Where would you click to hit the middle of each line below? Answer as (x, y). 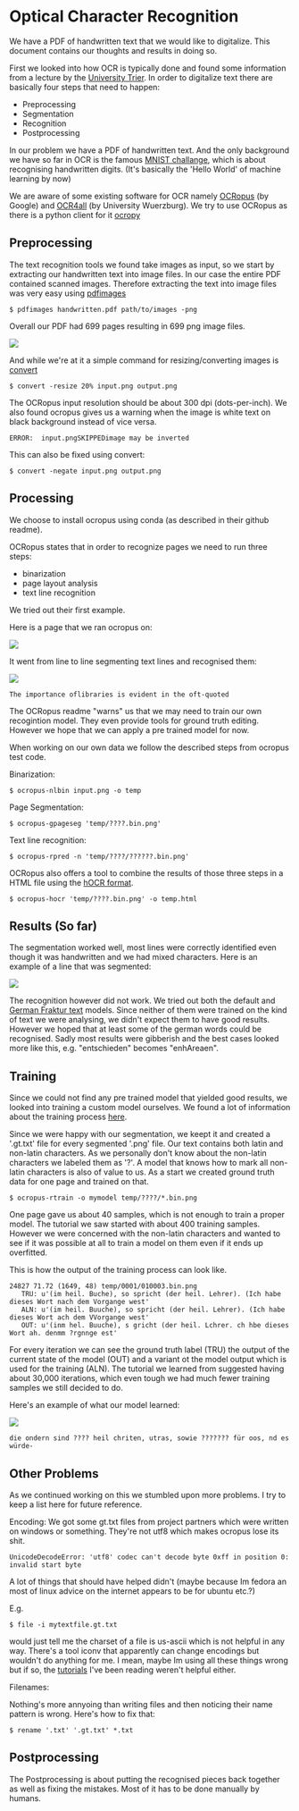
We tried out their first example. (67, 610)
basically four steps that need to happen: (85, 87)
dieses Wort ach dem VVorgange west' (79, 1318)
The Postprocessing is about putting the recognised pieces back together (145, 1779)
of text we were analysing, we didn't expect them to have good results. (140, 1020)
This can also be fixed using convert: (77, 454)
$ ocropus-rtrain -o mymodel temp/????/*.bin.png (104, 1198)
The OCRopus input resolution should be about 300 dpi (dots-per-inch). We (148, 402)
